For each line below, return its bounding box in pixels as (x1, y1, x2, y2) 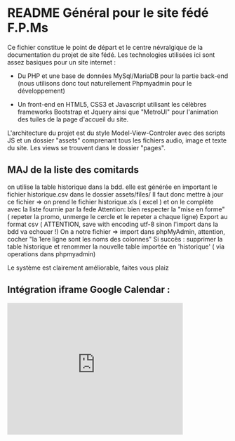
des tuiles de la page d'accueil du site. (17, 114, 129, 124)
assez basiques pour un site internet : (7, 58, 116, 66)
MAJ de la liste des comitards (7, 164, 139, 176)
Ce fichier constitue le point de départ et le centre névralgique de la (7, 43, 203, 51)
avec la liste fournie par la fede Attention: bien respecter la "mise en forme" (7, 205, 226, 213)
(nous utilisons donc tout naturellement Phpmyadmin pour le (17, 79, 192, 87)
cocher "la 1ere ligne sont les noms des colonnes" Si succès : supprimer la (7, 235, 223, 243)
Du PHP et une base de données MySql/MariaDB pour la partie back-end (17, 72, 229, 80)
